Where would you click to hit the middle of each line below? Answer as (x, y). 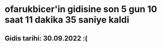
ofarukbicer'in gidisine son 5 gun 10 (81, 9)
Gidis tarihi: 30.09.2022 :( (46, 38)
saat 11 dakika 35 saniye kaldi (67, 20)
